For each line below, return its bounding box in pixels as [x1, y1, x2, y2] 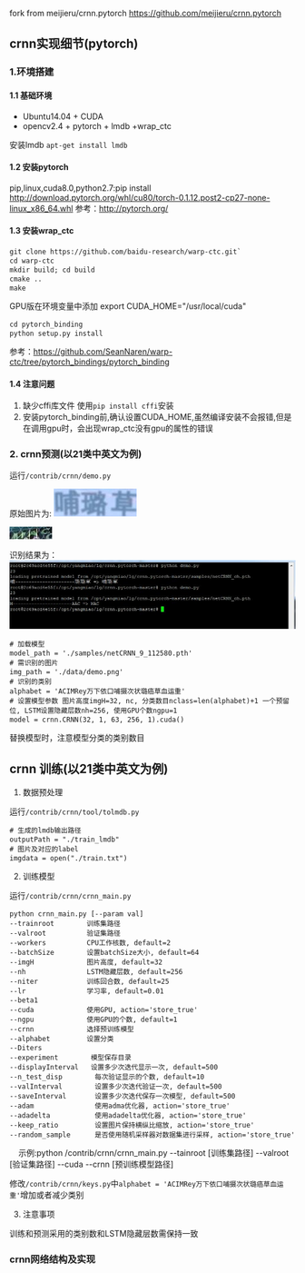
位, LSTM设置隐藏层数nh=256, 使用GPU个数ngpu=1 [9, 706, 178, 715]
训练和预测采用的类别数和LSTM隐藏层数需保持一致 [9, 1228, 199, 1239]
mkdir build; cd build [9, 265, 95, 274]
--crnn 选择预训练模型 [9, 1025, 134, 1034]
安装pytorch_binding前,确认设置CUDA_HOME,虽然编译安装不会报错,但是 [22, 412, 292, 423]
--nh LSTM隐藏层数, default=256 [9, 968, 183, 977]
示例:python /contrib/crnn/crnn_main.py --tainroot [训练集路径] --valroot [17, 1148, 290, 1159]
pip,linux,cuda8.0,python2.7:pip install [9, 182, 152, 194]
